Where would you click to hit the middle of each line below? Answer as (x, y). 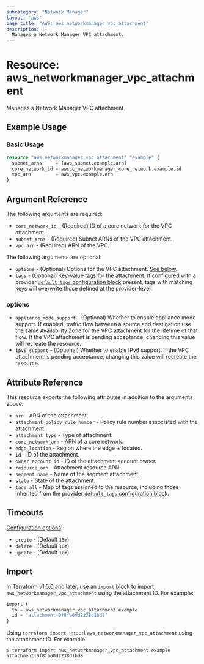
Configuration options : (35, 528)
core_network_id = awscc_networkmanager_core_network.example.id (97, 169)
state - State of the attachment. (55, 480)
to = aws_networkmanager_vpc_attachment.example (75, 610)
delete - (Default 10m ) (42, 546)
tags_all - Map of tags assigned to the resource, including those (97, 487)
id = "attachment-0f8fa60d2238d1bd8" (60, 616)
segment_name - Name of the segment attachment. (78, 474)
